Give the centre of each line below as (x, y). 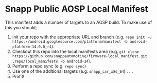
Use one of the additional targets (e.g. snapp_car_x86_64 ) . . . (72, 71)
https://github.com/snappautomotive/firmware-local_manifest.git (79, 56)
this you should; (21, 27)
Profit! (18, 76)
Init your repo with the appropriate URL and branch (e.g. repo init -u (82, 37)
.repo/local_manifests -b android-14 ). (52, 61)
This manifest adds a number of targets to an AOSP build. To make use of (78, 22)
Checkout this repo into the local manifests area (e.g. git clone (76, 51)
